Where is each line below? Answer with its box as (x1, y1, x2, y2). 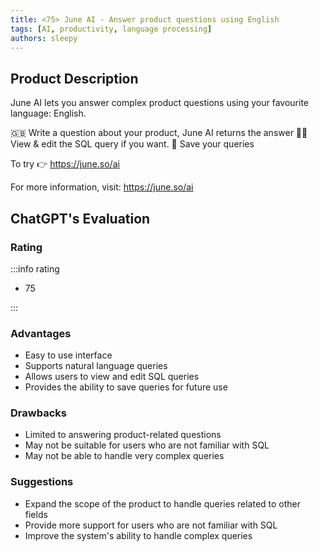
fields (24, 508, 48, 520)
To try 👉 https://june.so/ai (10, 158, 120, 170)
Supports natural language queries (24, 360, 168, 372)
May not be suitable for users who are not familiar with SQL (24, 439, 270, 451)
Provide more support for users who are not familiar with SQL (24, 519, 278, 531)
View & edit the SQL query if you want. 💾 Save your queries (10, 138, 255, 150)
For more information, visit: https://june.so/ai (10, 181, 194, 193)
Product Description (10, 70, 139, 87)
